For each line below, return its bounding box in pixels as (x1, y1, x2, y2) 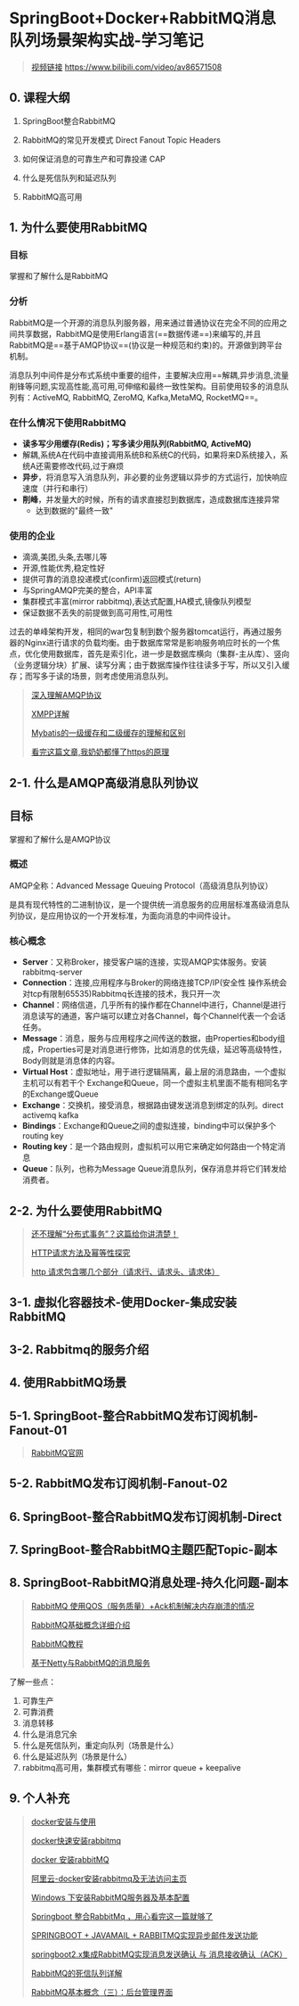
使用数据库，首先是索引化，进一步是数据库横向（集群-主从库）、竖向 (39, 648, 290, 660)
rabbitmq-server (21, 966, 83, 977)
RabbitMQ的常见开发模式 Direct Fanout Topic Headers (21, 135, 221, 145)
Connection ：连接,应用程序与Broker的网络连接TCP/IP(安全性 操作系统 (21, 977, 279, 988)
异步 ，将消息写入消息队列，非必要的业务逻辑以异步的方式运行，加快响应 (21, 472, 287, 482)
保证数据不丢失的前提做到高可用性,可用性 (21, 607, 174, 618)
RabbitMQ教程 (30, 1638, 85, 1649)
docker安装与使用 (30, 1816, 96, 1827)
